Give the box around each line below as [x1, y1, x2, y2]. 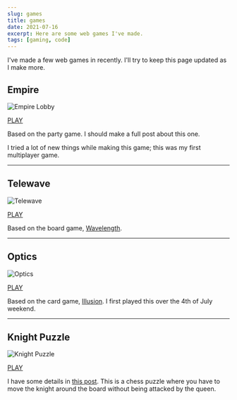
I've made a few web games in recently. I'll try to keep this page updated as [7, 56, 227, 64]
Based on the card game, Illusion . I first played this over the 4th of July [7, 296, 213, 305]
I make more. [7, 63, 46, 72]
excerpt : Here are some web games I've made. [7, 30, 143, 37]
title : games [7, 17, 46, 24]
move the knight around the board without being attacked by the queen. [7, 385, 217, 393]
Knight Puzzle [7, 331, 71, 343]
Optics [7, 251, 37, 263]
